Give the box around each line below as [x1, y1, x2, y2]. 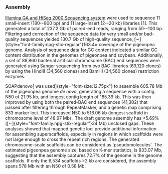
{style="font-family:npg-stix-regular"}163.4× [5, 42, 98, 48]
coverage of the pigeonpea [98, 42, 155, 48]
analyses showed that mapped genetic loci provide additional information [5, 126, 157, 132]
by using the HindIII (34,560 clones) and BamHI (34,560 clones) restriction [5, 68, 159, 74]
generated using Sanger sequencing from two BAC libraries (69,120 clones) [5, 63, 161, 69]
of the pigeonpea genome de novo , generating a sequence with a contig [5, 89, 154, 95]
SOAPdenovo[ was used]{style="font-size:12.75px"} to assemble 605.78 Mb [5, 83, 163, 89]
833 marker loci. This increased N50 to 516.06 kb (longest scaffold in [5, 110, 148, 116]
